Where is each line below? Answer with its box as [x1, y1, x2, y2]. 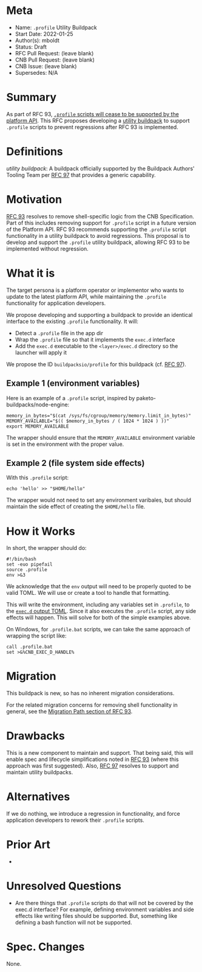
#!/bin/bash [6, 556, 36, 563]
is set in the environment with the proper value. [6, 440, 124, 448]
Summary [6, 91, 56, 104]
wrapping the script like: [6, 632, 67, 639]
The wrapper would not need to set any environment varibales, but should [6, 496, 192, 504]
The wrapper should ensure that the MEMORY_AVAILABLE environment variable [6, 434, 195, 441]
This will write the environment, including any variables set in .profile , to [6, 601, 190, 608]
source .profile [6, 567, 47, 573]
